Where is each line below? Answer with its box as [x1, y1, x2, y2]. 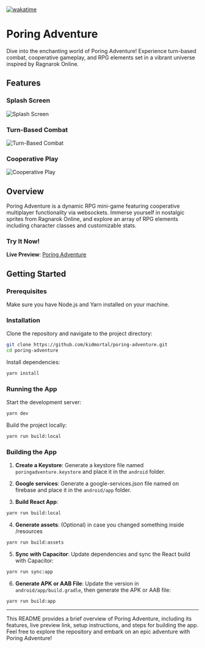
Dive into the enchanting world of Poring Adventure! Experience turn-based [6, 47, 196, 54]
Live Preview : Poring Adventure [6, 251, 87, 258]
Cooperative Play [6, 155, 59, 163]
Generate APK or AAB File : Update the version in [15, 580, 139, 587]
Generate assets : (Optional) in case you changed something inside [15, 521, 184, 528]
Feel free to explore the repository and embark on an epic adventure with [6, 628, 190, 635]
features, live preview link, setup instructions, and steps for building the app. [6, 621, 198, 628]
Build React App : [15, 498, 59, 506]
